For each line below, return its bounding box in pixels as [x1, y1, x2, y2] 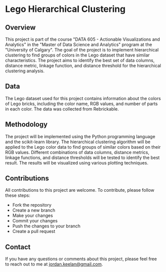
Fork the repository [12, 202, 52, 208]
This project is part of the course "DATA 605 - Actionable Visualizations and [5, 36, 160, 42]
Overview [5, 23, 36, 32]
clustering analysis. [5, 68, 45, 74]
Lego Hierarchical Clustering [5, 3, 126, 15]
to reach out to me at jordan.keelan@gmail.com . [5, 261, 103, 267]
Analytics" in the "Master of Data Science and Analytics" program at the [5, 42, 152, 48]
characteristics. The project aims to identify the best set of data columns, [5, 57, 155, 63]
